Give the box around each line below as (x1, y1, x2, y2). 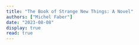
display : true (6, 25, 41, 31)
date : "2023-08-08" (6, 19, 54, 25)
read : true (6, 30, 33, 36)
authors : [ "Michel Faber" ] (6, 14, 73, 20)
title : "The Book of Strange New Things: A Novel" (6, 8, 134, 15)
